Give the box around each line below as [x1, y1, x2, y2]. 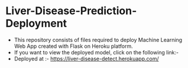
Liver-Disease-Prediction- [5, 4, 137, 18]
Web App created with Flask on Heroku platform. [14, 43, 134, 50]
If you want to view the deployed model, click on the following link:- [14, 48, 179, 56]
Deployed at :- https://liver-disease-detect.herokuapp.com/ [14, 55, 159, 62]
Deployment [5, 17, 67, 30]
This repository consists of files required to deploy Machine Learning [14, 36, 183, 43]
